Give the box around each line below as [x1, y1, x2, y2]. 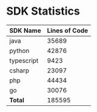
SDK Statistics [6, 4, 80, 18]
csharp [9, 66, 30, 74]
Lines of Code [47, 26, 89, 35]
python [9, 46, 30, 55]
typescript [9, 56, 39, 65]
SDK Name [9, 26, 41, 35]
